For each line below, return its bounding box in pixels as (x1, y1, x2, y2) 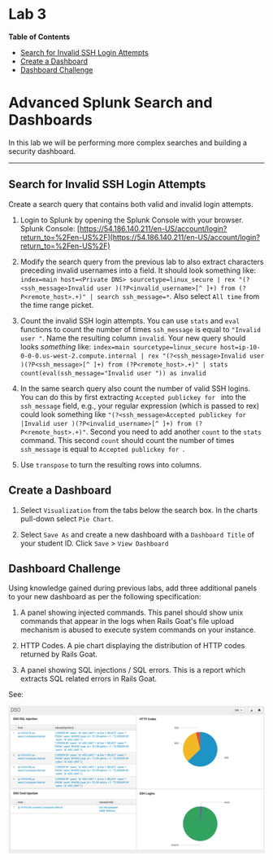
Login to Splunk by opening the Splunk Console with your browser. (19, 215, 244, 225)
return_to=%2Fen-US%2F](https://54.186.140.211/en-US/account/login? (19, 232, 260, 242)
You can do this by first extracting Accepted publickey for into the (19, 392, 246, 401)
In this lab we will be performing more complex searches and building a (8, 138, 248, 147)
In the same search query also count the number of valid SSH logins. (19, 384, 250, 393)
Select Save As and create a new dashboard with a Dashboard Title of (19, 529, 254, 539)
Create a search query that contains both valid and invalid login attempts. (8, 199, 253, 208)
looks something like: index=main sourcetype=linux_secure (19, 341, 217, 351)
